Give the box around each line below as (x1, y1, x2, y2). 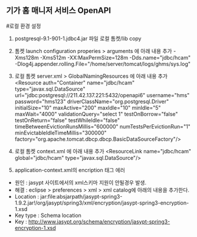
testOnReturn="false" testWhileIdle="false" (14, 117, 120, 124)
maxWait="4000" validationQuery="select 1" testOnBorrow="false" (14, 110, 178, 117)
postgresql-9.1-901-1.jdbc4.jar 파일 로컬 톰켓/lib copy (14, 35, 142, 42)
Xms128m (14, 54, 40, 61)
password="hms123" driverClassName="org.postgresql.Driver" (14, 98, 169, 105)
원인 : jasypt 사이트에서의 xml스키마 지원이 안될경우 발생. (14, 179, 146, 186)
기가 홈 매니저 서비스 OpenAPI (6, 5, 111, 16)
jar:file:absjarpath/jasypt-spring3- (40, 193, 123, 200)
